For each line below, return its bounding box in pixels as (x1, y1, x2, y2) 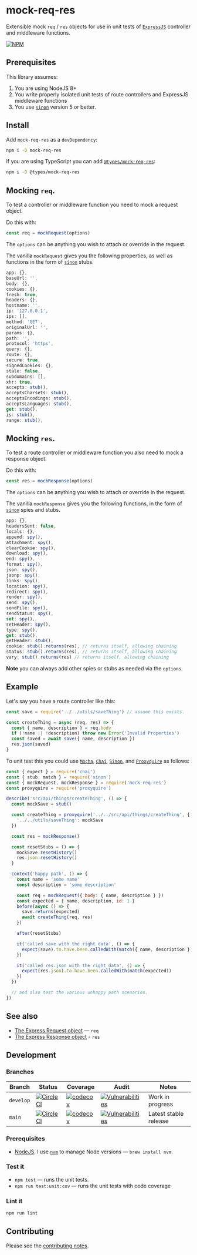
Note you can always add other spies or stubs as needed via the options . (6, 665, 183, 672)
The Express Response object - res (14, 1033, 100, 1040)
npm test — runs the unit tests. (14, 1176, 89, 1183)
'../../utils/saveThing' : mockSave (16, 817, 104, 823)
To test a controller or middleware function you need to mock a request (6, 201, 178, 209)
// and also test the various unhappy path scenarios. (11, 989, 148, 995)
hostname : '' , (6, 303, 41, 308)
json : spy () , (6, 567, 38, 573)
